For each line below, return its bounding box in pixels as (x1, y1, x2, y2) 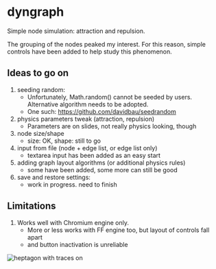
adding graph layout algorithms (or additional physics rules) (16, 159, 186, 167)
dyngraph (7, 4, 64, 20)
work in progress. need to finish (27, 180, 118, 189)
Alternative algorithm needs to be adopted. (27, 100, 149, 108)
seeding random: (16, 85, 65, 93)
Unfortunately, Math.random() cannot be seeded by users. (27, 93, 193, 101)
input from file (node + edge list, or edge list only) (16, 143, 158, 152)
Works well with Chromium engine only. (16, 218, 129, 226)
